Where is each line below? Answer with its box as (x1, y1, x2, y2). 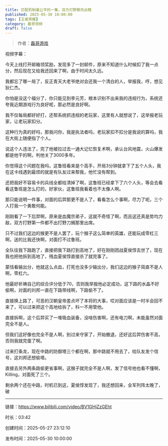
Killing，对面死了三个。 (5, 371, 53, 377)
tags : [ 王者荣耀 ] (5, 16, 38, 21)
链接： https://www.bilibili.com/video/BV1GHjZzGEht (5, 403, 112, 410)
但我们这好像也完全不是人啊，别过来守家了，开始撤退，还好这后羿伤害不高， (5, 331, 163, 337)
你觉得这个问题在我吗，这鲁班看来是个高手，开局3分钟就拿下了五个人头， (5, 163, 157, 169)
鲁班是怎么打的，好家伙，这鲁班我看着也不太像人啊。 (13, 186, 123, 192)
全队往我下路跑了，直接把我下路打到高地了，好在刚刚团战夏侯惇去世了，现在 (5, 247, 163, 253)
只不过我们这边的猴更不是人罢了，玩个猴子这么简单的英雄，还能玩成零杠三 (5, 230, 158, 236)
